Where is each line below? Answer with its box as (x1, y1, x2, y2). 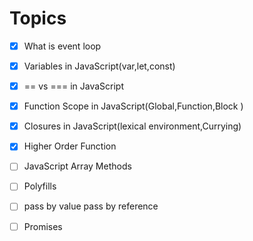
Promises (23, 220, 63, 232)
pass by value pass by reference (23, 200, 159, 212)
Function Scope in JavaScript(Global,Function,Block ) (23, 100, 244, 112)
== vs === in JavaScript (23, 80, 125, 92)
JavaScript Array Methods (23, 160, 132, 172)
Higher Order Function (23, 140, 117, 152)
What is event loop (23, 40, 102, 52)
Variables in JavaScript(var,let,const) (23, 60, 176, 72)
